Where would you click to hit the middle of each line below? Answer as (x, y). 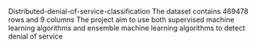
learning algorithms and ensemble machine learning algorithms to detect (127, 28)
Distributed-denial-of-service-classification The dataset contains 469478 (128, 11)
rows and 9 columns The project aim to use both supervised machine (121, 20)
